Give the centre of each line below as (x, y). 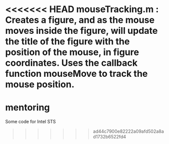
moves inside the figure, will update (81, 31)
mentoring (28, 108)
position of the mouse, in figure (72, 52)
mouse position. (40, 85)
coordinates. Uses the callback (71, 63)
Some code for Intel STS (31, 122)
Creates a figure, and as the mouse (80, 20)
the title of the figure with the (68, 42)
